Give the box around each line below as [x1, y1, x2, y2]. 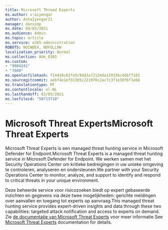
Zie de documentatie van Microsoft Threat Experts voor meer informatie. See [5, 214, 163, 220]
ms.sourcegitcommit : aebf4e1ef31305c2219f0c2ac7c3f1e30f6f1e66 [5, 78, 140, 83]
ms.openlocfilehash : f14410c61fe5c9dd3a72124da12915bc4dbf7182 [5, 73, 140, 78]
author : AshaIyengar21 [5, 17, 53, 22]
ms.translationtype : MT [5, 82, 55, 87]
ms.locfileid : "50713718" [5, 96, 59, 101]
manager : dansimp [5, 21, 42, 27]
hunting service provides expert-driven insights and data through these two [5, 203, 161, 209]
